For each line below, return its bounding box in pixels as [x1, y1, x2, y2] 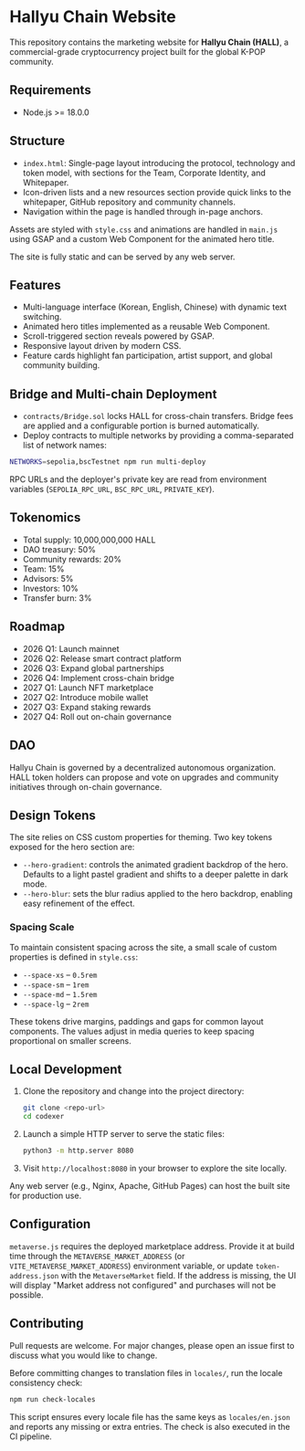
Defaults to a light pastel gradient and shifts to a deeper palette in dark [22, 869, 289, 880]
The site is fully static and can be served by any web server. [9, 251, 236, 262]
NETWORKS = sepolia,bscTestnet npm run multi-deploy [9, 457, 206, 467]
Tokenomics [9, 510, 81, 526]
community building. [22, 360, 100, 371]
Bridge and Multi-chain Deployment [9, 386, 217, 402]
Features [9, 277, 61, 293]
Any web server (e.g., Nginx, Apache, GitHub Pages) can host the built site [9, 1181, 290, 1192]
